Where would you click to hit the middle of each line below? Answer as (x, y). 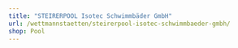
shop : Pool (27, 31)
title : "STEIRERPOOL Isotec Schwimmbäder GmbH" (91, 16)
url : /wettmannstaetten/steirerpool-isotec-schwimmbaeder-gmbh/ (119, 24)
